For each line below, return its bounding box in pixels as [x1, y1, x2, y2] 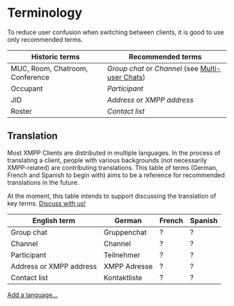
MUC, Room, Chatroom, [10, 63, 88, 73]
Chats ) [123, 72, 146, 82]
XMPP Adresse [103, 261, 153, 271]
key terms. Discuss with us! [7, 199, 86, 207]
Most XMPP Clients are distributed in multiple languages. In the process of [7, 148, 221, 157]
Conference [10, 72, 50, 82]
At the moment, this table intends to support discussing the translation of [7, 192, 217, 200]
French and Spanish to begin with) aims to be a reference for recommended [7, 171, 225, 179]
